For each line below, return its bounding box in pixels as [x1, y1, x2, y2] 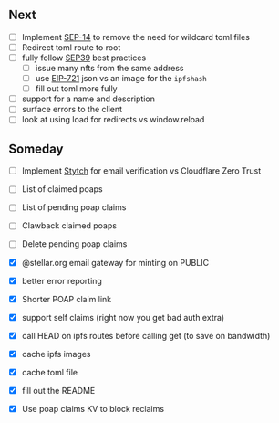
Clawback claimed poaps [21, 220, 118, 231]
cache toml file [21, 366, 78, 377]
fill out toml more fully [35, 83, 118, 94]
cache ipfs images [21, 348, 91, 359]
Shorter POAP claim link [21, 293, 112, 304]
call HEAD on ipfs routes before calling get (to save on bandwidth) [21, 330, 271, 341]
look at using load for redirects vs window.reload [21, 114, 205, 125]
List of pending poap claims [21, 202, 127, 213]
